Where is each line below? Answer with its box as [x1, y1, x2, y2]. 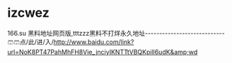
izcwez [7, 5, 50, 21]
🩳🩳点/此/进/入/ [7, 37, 54, 46]
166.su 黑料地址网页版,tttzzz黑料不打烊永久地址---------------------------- [7, 29, 225, 37]
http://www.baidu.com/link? [53, 37, 134, 46]
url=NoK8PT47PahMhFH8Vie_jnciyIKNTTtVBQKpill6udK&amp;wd [7, 48, 198, 56]
